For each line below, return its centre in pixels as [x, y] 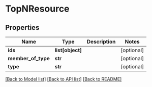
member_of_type [29, 58]
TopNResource [37, 9]
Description [101, 42]
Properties [22, 28]
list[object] [68, 50]
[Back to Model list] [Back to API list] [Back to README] [64, 79]
